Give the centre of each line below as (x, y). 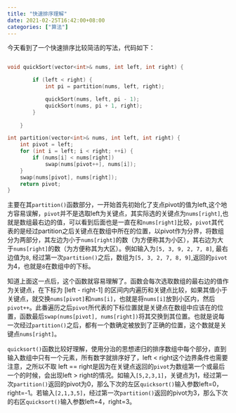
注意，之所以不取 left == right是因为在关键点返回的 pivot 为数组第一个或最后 (116, 367)
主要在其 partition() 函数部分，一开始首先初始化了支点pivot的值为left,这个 (114, 205)
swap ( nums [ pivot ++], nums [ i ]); (91, 164)
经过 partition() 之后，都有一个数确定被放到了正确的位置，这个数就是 (120, 325)
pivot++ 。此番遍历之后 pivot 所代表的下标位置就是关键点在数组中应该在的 (112, 307)
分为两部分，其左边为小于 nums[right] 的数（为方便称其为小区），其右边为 (112, 240)
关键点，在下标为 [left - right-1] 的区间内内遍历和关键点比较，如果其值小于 (120, 290)
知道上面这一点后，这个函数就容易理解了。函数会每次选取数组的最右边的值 (115, 281)
